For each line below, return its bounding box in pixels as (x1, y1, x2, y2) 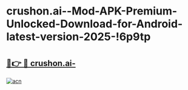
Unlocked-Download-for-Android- (6, 17, 183, 31)
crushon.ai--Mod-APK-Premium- (6, 4, 178, 18)
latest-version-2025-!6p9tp (6, 30, 151, 43)
